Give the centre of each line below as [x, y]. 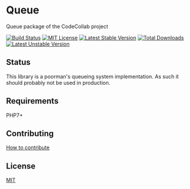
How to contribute [28, 147]
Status [18, 62]
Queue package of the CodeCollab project [57, 26]
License [21, 166]
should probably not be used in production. [58, 83]
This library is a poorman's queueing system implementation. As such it [92, 76]
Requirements [32, 101]
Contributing [30, 133]
